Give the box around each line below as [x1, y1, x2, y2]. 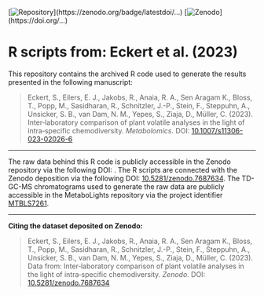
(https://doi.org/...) [8, 16, 68, 25]
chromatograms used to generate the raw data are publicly [34, 181, 225, 191]
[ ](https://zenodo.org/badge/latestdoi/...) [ [8, 8, 187, 16]
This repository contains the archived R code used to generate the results [8, 69, 247, 78]
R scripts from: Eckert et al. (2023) [8, 43, 238, 61]
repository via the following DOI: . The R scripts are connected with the [8, 165, 238, 174]
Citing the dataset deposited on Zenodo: [8, 220, 143, 231]
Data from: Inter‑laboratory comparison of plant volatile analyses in [27, 261, 245, 271]
